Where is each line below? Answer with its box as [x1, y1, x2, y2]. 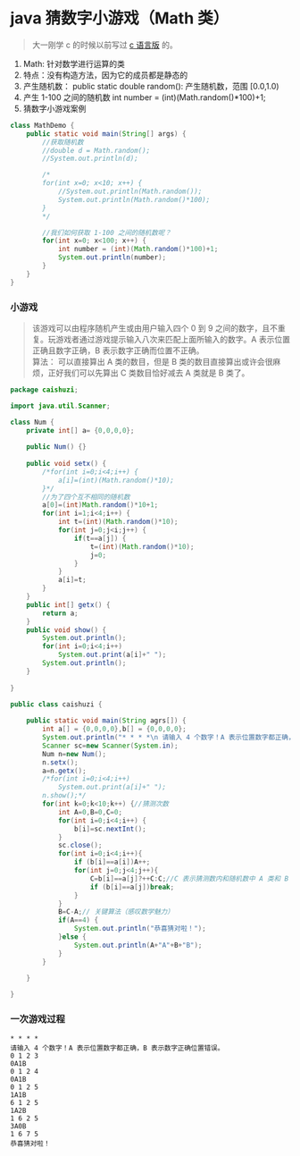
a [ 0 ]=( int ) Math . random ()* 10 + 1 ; [42, 501, 159, 510]
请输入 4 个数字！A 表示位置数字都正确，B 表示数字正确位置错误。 [10, 1043, 225, 1052]
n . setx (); [42, 757, 79, 767]
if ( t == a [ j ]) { [73, 534, 127, 543]
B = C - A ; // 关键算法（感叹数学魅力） [57, 907, 175, 916]
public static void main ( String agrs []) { [26, 716, 187, 725]
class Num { [10, 418, 54, 426]
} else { [57, 932, 87, 941]
